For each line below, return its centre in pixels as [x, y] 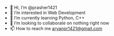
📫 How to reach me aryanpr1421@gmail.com [56, 28]
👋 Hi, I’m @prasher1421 [33, 8]
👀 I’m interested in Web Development [48, 13]
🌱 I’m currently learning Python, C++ [47, 18]
